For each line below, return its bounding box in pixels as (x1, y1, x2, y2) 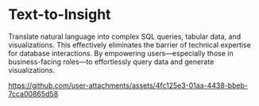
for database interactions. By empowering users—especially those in (8, 48, 234, 58)
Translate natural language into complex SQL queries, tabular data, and (8, 32, 242, 41)
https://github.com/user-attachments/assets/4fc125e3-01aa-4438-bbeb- (8, 81, 249, 90)
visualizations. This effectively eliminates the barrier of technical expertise (8, 40, 252, 49)
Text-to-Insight (8, 6, 111, 24)
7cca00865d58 (8, 89, 59, 98)
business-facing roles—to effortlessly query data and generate (8, 57, 215, 66)
